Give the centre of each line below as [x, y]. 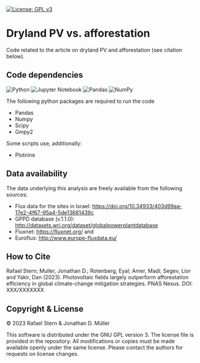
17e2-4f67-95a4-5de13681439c [54, 212]
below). [16, 56]
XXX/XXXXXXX [25, 290]
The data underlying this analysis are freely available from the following [94, 188]
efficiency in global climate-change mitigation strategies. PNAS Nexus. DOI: [99, 283]
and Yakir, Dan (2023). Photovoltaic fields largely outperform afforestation [98, 277]
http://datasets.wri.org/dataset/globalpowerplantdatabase [87, 225]
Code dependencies [45, 75]
